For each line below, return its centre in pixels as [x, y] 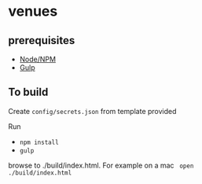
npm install [39, 142]
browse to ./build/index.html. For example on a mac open [101, 165]
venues [33, 11]
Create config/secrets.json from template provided [92, 111]
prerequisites [42, 40]
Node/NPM [38, 59]
